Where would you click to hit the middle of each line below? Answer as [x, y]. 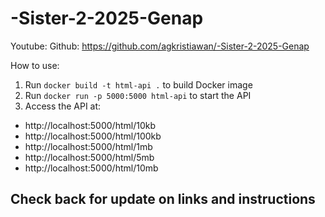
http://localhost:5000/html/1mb [88, 146]
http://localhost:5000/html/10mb [91, 168]
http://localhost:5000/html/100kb [93, 136]
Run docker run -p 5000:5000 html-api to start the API [138, 95]
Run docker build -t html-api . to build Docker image [138, 84]
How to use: [35, 65]
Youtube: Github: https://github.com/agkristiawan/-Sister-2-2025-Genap [160, 46]
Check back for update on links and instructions [163, 199]
